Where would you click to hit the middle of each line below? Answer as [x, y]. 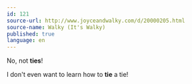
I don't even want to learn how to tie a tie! [68, 75]
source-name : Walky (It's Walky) [56, 27]
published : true [31, 34]
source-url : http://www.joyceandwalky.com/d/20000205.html [96, 21]
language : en [26, 41]
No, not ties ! [25, 61]
